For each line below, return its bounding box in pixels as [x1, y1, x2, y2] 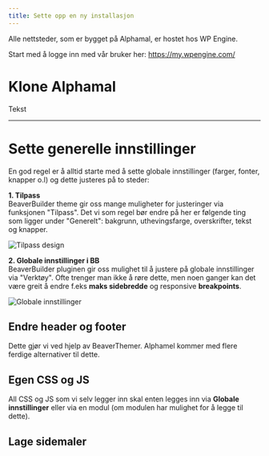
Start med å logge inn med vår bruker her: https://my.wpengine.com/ [8, 49, 235, 59]
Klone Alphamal [8, 77, 116, 96]
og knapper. [8, 224, 48, 234]
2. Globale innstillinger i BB [8, 255, 100, 265]
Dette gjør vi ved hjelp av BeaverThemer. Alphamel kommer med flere [8, 341, 238, 351]
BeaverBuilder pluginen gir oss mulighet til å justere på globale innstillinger [8, 264, 255, 274]
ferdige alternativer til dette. [8, 350, 100, 360]
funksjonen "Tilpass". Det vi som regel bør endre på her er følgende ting [8, 207, 247, 217]
